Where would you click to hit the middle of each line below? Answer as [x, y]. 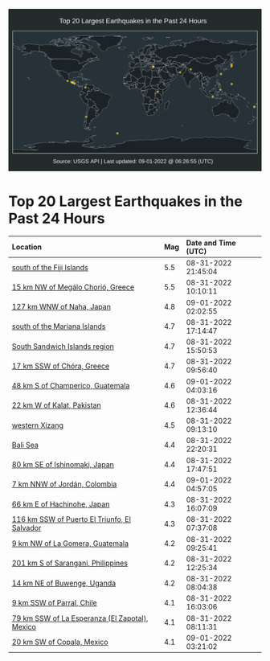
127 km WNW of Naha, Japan [61, 307]
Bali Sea [25, 445]
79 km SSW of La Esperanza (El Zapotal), [80, 618]
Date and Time [211, 243]
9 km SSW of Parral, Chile [55, 602]
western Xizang [38, 425]
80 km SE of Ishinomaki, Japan [63, 465]
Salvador [27, 528]
